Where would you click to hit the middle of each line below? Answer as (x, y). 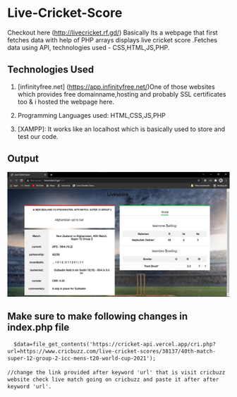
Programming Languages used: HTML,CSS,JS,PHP (91, 115)
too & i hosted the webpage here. (66, 102)
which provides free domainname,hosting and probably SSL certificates (122, 94)
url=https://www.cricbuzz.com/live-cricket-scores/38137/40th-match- (112, 352)
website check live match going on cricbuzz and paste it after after (113, 380)
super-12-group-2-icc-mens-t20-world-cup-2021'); (82, 359)
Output (23, 159)
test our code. (38, 136)
